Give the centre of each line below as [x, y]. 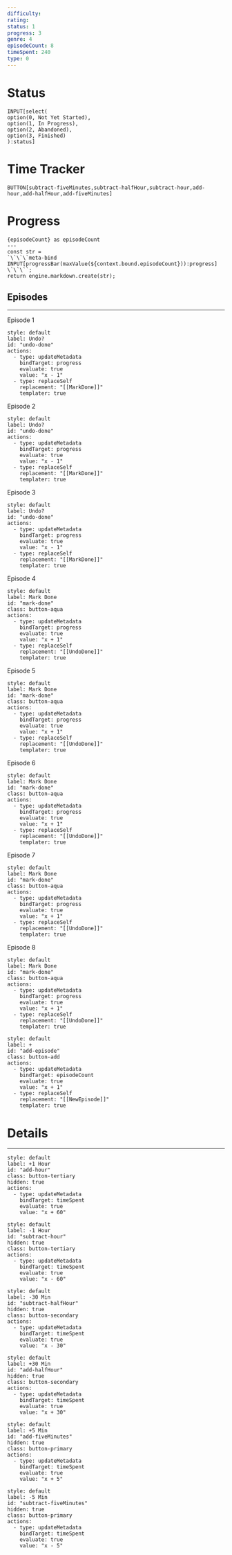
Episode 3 [21, 492]
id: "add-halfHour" [35, 1370]
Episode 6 [21, 763]
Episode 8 [21, 948]
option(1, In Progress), [43, 123]
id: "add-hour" [29, 1170]
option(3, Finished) [37, 136]
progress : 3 [24, 33]
